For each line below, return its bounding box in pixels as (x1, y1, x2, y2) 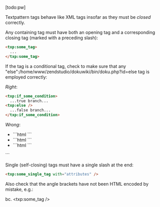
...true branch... (10, 98, 49, 103)
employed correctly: (5, 74, 47, 80)
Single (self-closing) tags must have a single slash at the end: (5, 162, 134, 168)
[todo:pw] (5, 5, 26, 10)
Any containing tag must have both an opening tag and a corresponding (5, 29, 155, 35)
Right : (5, 84, 18, 90)
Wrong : (5, 122, 21, 127)
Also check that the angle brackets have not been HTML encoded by (5, 181, 149, 187)
